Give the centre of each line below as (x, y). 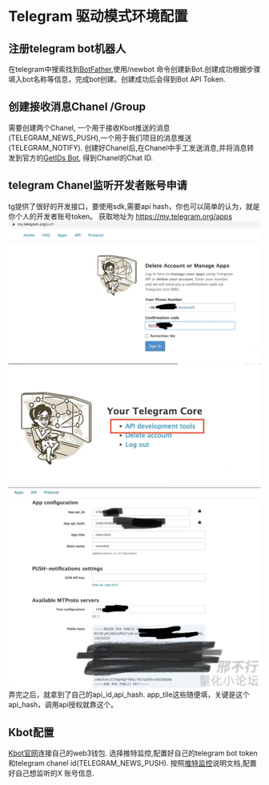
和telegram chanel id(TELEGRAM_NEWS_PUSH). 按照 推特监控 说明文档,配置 (132, 763)
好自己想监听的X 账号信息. (51, 773)
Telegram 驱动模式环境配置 (98, 16)
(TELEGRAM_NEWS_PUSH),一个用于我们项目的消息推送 (100, 138)
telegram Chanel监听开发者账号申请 (98, 185)
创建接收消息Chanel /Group (77, 107)
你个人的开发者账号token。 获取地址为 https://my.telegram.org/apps (120, 216)
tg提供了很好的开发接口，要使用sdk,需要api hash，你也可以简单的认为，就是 (134, 206)
